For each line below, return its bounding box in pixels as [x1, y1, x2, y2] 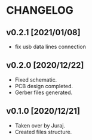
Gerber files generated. [14, 89, 73, 96]
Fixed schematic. [14, 76, 57, 83]
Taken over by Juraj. [14, 122, 66, 129]
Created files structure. [14, 128, 72, 135]
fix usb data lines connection [14, 43, 87, 50]
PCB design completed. [14, 82, 73, 89]
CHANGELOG [6, 4, 73, 17]
